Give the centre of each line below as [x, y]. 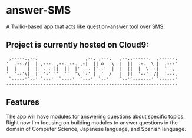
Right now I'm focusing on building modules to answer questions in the [92, 122]
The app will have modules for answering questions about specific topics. [96, 116]
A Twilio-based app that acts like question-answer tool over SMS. [85, 26]
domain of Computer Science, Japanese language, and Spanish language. [96, 129]
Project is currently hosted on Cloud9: [77, 45]
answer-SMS [39, 10]
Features [23, 102]
